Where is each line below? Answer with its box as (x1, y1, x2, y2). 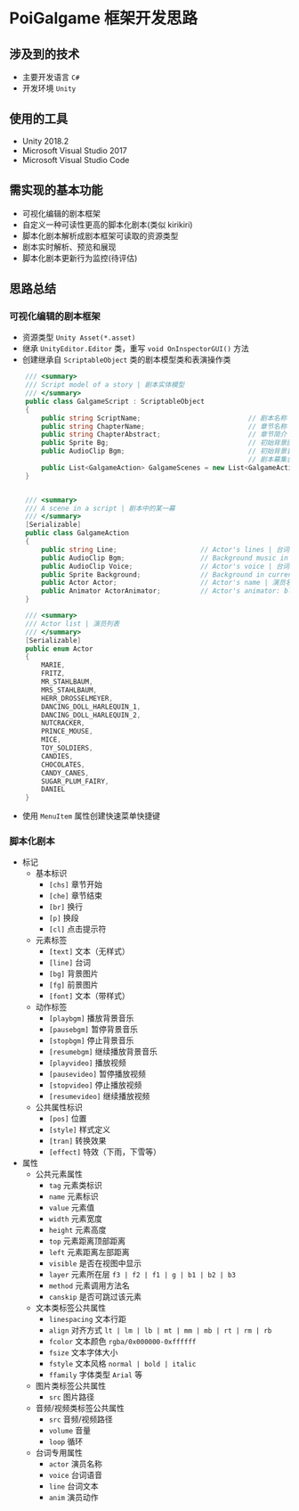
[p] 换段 (48, 913, 79, 924)
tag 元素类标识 (48, 1180, 102, 1191)
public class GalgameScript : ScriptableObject (25, 397, 205, 406)
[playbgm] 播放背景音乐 (48, 1013, 134, 1023)
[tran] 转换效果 (48, 1136, 107, 1146)
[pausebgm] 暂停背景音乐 (48, 1024, 138, 1035)
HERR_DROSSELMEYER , (41, 694, 114, 702)
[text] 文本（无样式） (48, 946, 131, 957)
